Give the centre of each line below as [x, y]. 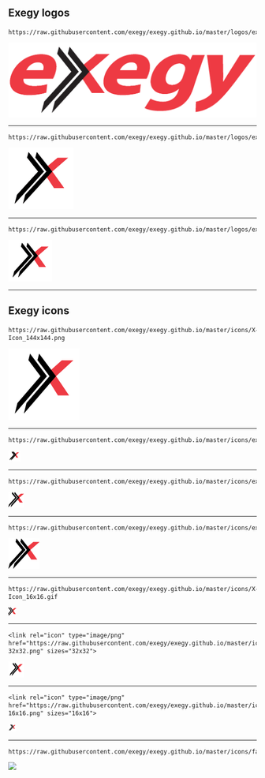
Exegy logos [39, 13]
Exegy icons [39, 311]
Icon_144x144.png [37, 338]
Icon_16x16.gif [33, 597]
